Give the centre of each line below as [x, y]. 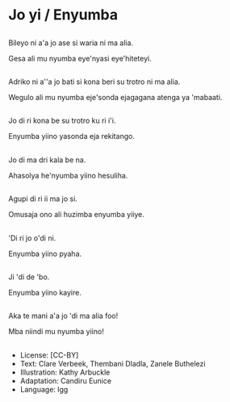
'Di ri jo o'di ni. [32, 238]
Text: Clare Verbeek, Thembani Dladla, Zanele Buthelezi [113, 363]
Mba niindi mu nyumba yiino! [56, 332]
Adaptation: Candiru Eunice [65, 380]
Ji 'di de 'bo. [29, 277]
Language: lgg [44, 389]
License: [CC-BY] [49, 355]
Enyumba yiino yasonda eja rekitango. [72, 136]
